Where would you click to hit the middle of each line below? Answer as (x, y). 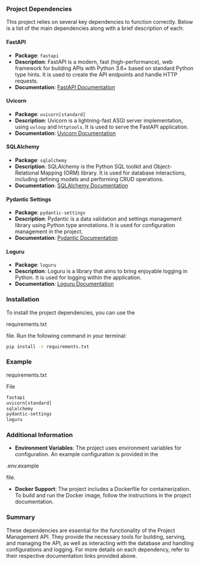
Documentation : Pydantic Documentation (66, 238)
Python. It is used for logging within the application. (78, 277)
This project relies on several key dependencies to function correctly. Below (100, 22)
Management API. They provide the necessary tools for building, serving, (96, 536)
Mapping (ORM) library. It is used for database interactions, (113, 173)
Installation (23, 300)
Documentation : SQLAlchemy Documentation (71, 185)
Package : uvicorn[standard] (50, 114)
